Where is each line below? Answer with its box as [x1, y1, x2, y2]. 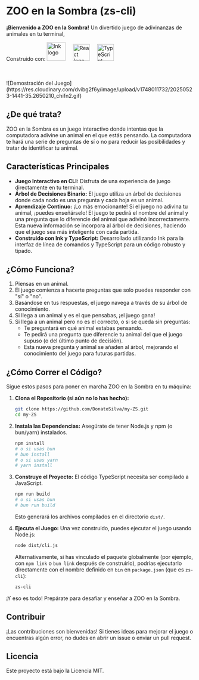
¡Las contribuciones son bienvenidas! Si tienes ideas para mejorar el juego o [6, 628, 194, 635]
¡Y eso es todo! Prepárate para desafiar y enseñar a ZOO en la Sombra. [6, 595, 181, 602]
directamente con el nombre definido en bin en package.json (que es [14, 565, 184, 573]
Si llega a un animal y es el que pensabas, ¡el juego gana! [14, 312, 156, 319]
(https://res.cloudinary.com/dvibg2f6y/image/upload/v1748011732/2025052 [6, 85, 192, 93]
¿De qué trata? [6, 109, 62, 120]
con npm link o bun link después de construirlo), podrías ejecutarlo [14, 560, 182, 567]
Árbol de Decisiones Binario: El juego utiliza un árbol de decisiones [14, 190, 182, 197]
